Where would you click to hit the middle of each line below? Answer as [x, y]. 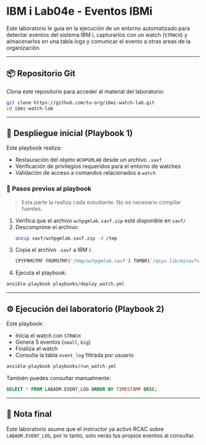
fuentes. [32, 208]
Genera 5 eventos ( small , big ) [53, 342]
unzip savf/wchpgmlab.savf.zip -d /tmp [66, 238]
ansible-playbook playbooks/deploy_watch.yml [65, 284]
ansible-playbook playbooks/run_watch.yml [61, 367]
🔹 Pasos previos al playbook [49, 189]
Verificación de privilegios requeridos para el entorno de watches [98, 166]
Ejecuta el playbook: [41, 273]
